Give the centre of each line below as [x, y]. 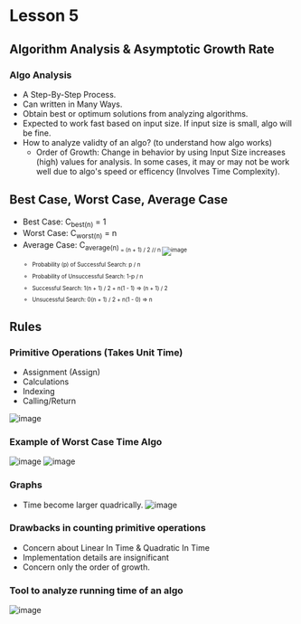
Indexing [39, 391]
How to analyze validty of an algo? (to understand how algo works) [147, 142]
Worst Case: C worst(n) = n [70, 234]
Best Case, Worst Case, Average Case [119, 200]
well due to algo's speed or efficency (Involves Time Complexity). [158, 171]
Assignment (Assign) [61, 372]
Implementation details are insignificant [96, 557]
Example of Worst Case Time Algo [86, 441]
